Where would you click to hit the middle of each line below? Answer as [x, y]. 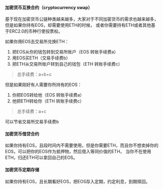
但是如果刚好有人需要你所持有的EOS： [44, 85]
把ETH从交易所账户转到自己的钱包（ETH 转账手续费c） [67, 64]
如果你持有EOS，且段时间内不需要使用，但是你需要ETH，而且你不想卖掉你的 [82, 145]
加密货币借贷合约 [22, 134]
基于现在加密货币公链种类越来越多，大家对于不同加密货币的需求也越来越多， [82, 19]
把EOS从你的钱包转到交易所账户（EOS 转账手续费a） [65, 52]
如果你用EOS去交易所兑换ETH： [37, 42]
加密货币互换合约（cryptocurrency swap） [49, 7]
